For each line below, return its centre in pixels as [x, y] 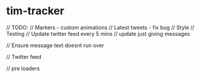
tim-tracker [35, 11]
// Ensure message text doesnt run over [55, 45]
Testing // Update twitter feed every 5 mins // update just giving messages [98, 33]
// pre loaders [23, 68]
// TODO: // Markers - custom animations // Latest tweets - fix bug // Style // [100, 27]
